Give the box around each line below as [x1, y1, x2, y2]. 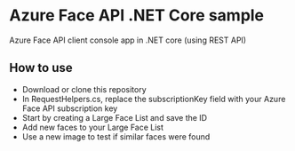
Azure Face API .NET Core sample [9, 5, 265, 26]
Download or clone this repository [21, 83, 147, 94]
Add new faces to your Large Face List [21, 122, 164, 132]
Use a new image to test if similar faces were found [21, 131, 211, 142]
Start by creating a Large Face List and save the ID [21, 112, 207, 123]
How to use [9, 60, 73, 75]
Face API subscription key [21, 103, 118, 114]
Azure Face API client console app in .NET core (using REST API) [9, 35, 247, 45]
